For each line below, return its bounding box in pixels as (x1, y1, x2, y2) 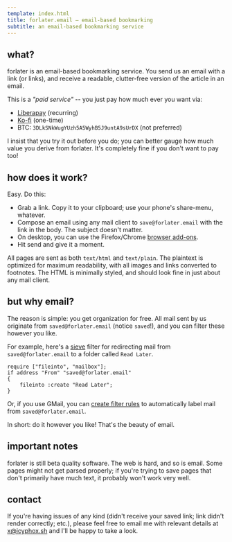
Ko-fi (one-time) (17, 116, 64, 125)
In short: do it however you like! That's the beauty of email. (7, 420, 175, 428)
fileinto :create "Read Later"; (19, 381, 113, 388)
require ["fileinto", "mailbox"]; (7, 363, 107, 370)
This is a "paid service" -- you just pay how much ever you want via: (7, 95, 203, 104)
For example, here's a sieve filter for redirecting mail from (7, 342, 171, 351)
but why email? (7, 296, 75, 308)
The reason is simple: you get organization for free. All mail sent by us (7, 314, 206, 322)
